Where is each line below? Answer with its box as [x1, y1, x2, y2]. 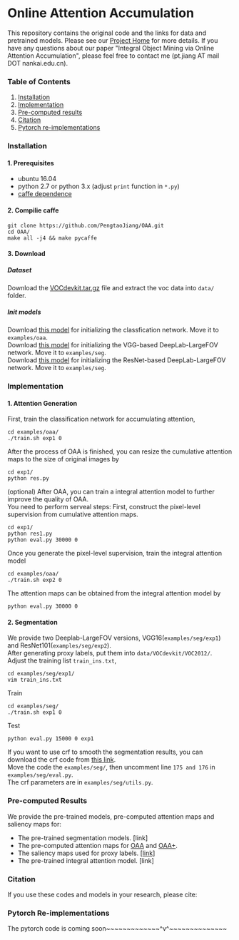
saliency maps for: [7, 819, 62, 828]
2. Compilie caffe [7, 205, 59, 215]
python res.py [7, 475, 50, 482]
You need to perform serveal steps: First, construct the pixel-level [7, 503, 201, 511]
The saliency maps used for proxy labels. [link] [17, 849, 156, 857]
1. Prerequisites [7, 158, 55, 167]
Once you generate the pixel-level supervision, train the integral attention [7, 549, 223, 558]
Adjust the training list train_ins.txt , [7, 656, 117, 665]
